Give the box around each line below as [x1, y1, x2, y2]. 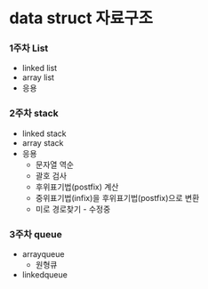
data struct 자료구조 [9, 8, 154, 28]
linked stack [21, 128, 67, 139]
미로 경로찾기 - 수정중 [35, 204, 111, 214]
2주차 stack [9, 108, 60, 120]
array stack [21, 137, 64, 148]
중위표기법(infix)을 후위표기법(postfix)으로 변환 [35, 192, 200, 203]
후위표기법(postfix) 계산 [35, 181, 119, 192]
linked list [21, 63, 58, 74]
